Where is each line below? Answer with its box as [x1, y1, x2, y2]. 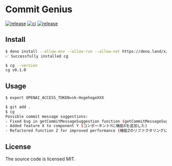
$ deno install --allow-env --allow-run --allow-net [5, 49, 120, 54]
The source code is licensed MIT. [5, 156, 76, 162]
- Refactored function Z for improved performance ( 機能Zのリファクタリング [5, 128, 164, 133]
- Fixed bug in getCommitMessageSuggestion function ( [5, 118, 125, 124]
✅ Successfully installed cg [5, 54, 69, 59]
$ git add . [5, 104, 31, 109]
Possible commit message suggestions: [5, 114, 88, 119]
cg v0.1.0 [5, 67, 27, 73]
